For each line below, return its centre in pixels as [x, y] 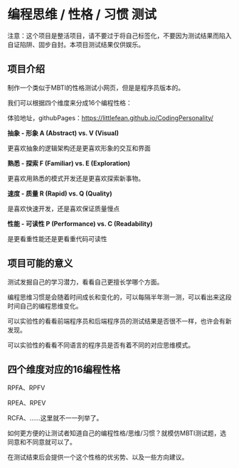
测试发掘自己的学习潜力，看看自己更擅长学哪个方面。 [85, 282]
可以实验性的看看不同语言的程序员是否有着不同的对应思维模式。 [101, 345]
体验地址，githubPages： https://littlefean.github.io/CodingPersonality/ [110, 117]
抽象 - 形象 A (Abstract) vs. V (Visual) [63, 133]
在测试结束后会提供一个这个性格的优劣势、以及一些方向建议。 [98, 457]
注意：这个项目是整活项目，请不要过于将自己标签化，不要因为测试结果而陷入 [119, 36]
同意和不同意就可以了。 [42, 442]
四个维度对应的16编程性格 [64, 369]
